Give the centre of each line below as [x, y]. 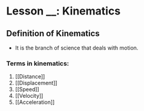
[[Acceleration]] [35, 102]
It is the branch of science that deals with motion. [77, 48]
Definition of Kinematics [53, 33]
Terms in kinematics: [38, 63]
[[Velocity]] [29, 96]
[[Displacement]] [36, 83]
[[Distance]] [30, 77]
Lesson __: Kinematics [64, 11]
